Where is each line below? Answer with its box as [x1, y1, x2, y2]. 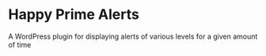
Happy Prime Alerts [8, 6, 140, 24]
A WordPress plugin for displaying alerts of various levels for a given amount [8, 32, 258, 41]
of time [8, 39, 32, 49]
